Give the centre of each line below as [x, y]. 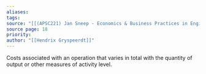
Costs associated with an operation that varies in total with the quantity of [99, 58]
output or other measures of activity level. [59, 64]
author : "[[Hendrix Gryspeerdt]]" [51, 40]
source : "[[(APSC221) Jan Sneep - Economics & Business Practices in [97, 23]
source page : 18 [27, 29]
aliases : [17, 12]
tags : [13, 18]
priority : [19, 35]
